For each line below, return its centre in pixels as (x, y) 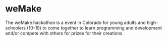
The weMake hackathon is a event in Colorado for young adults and (76, 22)
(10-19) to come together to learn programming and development (95, 27)
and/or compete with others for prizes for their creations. (64, 33)
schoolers (16, 27)
